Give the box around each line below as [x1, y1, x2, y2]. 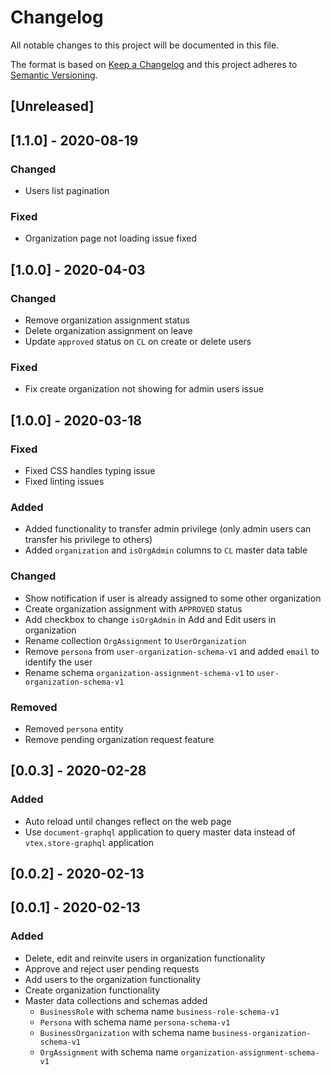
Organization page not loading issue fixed [24, 232, 197, 245]
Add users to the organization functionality [24, 973, 202, 985]
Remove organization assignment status [24, 314, 190, 326]
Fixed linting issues [24, 475, 105, 487]
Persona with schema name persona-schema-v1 [39, 1016, 231, 1028]
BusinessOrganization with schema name [39, 1026, 210, 1038]
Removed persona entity [24, 722, 124, 735]
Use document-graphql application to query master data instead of [24, 826, 296, 838]
